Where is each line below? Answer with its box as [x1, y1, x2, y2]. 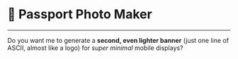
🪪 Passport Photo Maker [7, 6, 152, 22]
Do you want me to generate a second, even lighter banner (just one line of [7, 36, 229, 44]
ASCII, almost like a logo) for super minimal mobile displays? [7, 44, 183, 52]
